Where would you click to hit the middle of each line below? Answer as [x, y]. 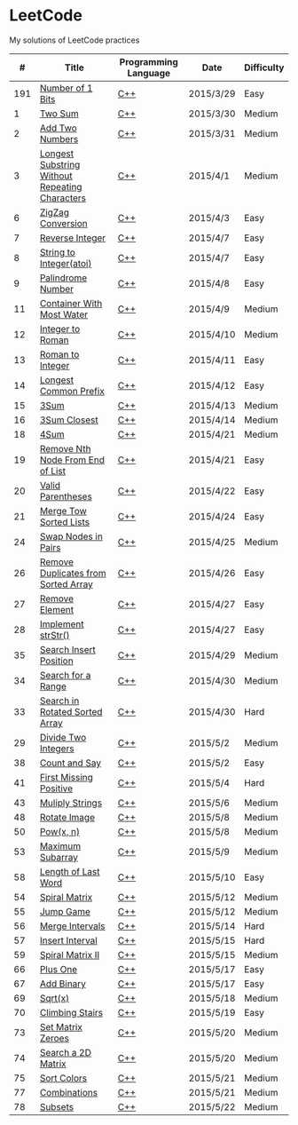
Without [56, 176]
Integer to [60, 329]
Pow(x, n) [59, 831]
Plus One [59, 969]
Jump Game [65, 911]
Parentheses [66, 496]
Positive [56, 788]
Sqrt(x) [54, 998]
